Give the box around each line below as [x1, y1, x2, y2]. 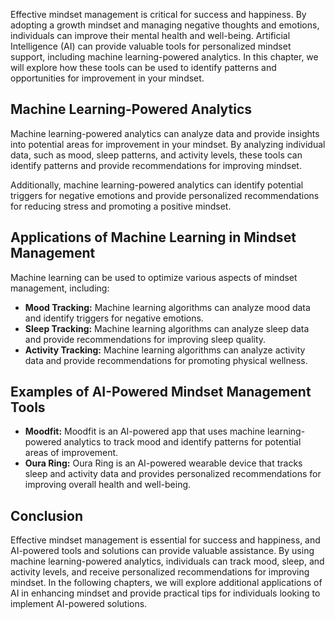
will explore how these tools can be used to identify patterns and [10, 62, 277, 73]
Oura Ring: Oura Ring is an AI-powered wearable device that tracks [24, 457, 303, 469]
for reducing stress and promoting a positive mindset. [10, 200, 232, 212]
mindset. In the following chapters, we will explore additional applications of [10, 577, 323, 589]
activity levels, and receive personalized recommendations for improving [10, 566, 310, 578]
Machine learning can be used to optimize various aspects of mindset [10, 271, 298, 283]
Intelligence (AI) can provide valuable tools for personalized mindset [10, 40, 292, 52]
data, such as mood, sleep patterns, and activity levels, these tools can [10, 149, 303, 161]
